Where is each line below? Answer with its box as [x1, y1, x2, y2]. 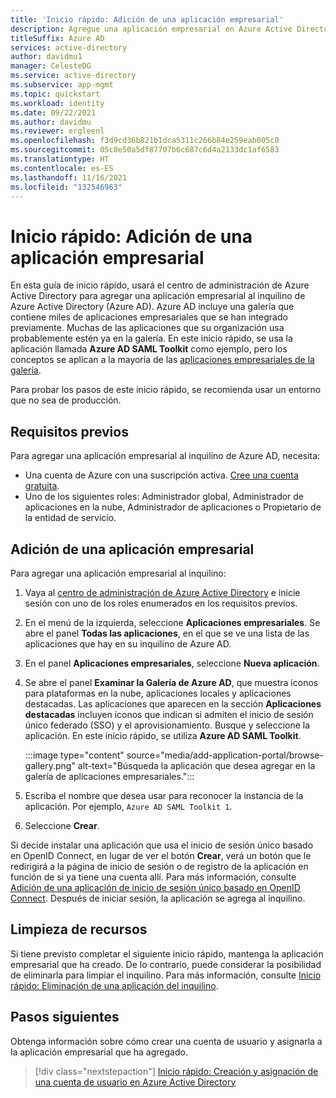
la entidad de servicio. [24, 512, 117, 524]
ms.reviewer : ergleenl [10, 126, 105, 136]
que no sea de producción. [10, 394, 122, 406]
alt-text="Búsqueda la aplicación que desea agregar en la [77, 759, 316, 771]
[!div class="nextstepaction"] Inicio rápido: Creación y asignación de [34, 1065, 319, 1077]
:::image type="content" [24, 749, 125, 761]
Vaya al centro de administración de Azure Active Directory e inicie [24, 586, 301, 598]
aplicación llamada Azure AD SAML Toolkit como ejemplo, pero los [10, 343, 288, 355]
